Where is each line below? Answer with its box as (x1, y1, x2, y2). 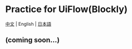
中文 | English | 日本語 (5, 21, 51, 27)
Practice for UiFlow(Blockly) (5, 4, 128, 15)
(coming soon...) (5, 36, 60, 44)
